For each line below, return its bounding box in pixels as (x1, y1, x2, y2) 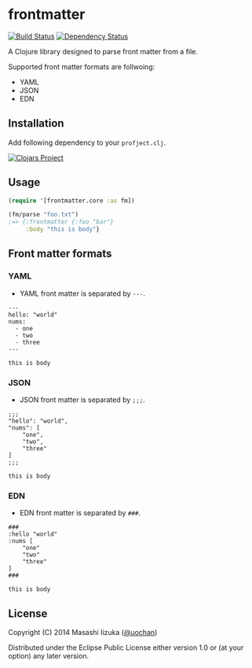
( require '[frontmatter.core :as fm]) (8, 197, 135, 205)
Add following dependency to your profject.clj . (8, 138, 166, 147)
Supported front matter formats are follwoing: (8, 61, 155, 72)
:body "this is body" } (25, 226, 100, 234)
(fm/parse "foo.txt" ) (8, 211, 79, 219)
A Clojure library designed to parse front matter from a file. (8, 46, 199, 56)
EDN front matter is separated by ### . (19, 508, 141, 518)
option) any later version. (8, 651, 89, 661)
